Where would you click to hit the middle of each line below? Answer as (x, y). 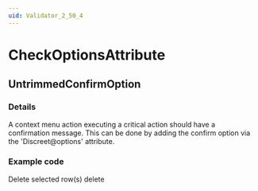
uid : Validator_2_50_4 (46, 16)
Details (22, 107)
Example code (36, 162)
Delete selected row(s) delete (56, 179)
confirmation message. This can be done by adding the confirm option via (129, 133)
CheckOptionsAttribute (87, 55)
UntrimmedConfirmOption (75, 84)
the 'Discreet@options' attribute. (62, 141)
